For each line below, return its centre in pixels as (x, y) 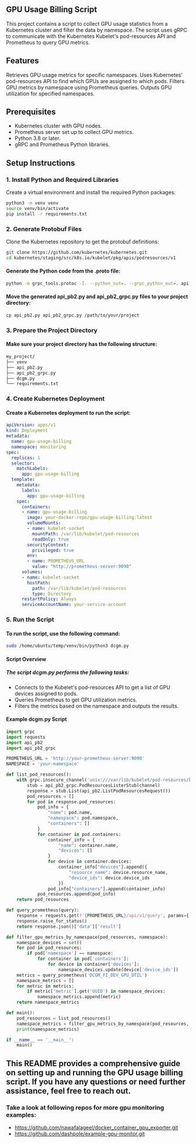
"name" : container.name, (88, 845)
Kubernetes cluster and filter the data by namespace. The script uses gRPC (97, 30)
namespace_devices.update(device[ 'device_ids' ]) (118, 970)
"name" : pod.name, (70, 813)
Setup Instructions (41, 163)
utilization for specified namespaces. (50, 94)
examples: (21, 1115)
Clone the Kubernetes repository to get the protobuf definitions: (83, 242)
